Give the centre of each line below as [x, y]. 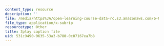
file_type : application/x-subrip [39, 23]
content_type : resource [29, 9]
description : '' [21, 14]
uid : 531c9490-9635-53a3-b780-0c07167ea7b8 [50, 36]
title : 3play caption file [32, 32]
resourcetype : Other [26, 27]
